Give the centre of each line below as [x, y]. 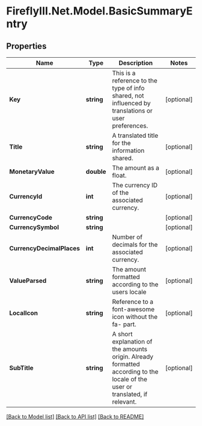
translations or [133, 111]
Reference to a [133, 302]
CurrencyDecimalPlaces [44, 248]
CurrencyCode [31, 218]
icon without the [135, 317]
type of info [128, 88]
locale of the [130, 379]
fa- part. [124, 324]
